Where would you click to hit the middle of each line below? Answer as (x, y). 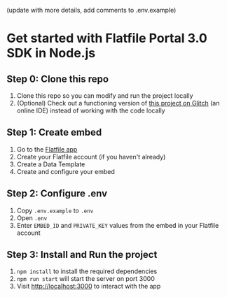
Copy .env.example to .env (55, 210)
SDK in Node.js (51, 53)
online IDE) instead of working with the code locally (91, 110)
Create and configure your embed (66, 171)
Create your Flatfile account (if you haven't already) (91, 157)
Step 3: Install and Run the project (82, 255)
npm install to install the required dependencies (87, 271)
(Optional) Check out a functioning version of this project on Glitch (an (118, 103)
